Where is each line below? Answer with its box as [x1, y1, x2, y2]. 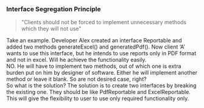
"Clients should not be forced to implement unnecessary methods [21, 19, 187, 26]
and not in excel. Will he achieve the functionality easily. [6, 56, 147, 64]
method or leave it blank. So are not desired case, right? [6, 75, 147, 83]
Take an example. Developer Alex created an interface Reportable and [6, 37, 182, 44]
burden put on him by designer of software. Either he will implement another [6, 69, 198, 76]
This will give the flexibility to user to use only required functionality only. [6, 95, 189, 102]
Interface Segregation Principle [6, 5, 101, 13]
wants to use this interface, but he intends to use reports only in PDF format [6, 50, 197, 57]
